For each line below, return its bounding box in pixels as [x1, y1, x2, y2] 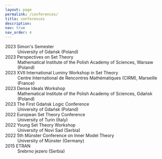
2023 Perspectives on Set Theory [5, 54, 74, 60]
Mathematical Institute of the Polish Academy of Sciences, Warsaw [17, 60, 154, 65]
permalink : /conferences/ [5, 12, 58, 17]
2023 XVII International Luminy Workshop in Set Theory [5, 70, 118, 75]
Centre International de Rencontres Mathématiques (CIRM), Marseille [17, 75, 158, 81]
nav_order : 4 [5, 30, 32, 35]
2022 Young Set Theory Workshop [5, 122, 76, 128]
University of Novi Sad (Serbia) [17, 127, 80, 133]
